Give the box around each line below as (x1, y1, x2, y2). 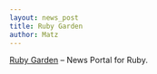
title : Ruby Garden (9, 22, 83, 31)
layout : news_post (9, 13, 79, 23)
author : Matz (9, 30, 59, 39)
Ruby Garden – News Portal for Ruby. (9, 55, 148, 66)
